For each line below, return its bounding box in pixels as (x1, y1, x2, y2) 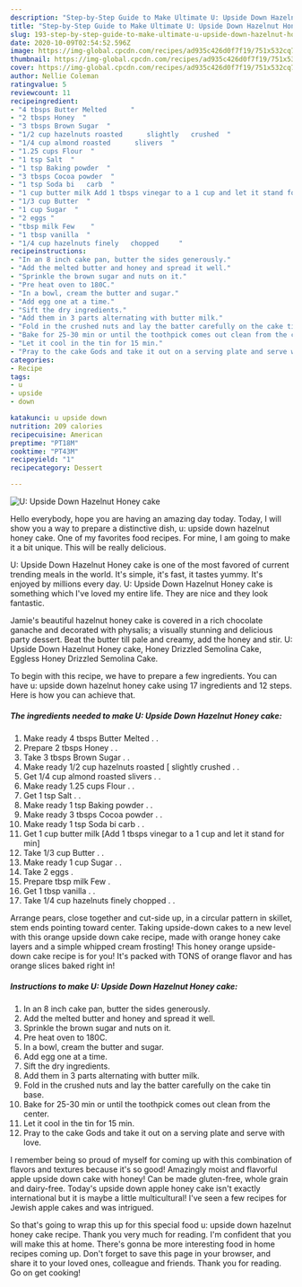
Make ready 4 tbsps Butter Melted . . (22, 733, 160, 744)
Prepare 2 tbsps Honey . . (22, 742, 118, 753)
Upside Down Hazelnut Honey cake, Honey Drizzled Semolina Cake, (10, 644, 263, 654)
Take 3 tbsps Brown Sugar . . (22, 752, 131, 763)
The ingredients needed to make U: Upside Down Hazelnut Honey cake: (10, 710, 282, 721)
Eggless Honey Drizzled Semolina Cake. (10, 653, 159, 664)
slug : (10, 30, 30, 39)
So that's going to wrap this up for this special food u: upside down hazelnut (10, 1219, 292, 1230)
